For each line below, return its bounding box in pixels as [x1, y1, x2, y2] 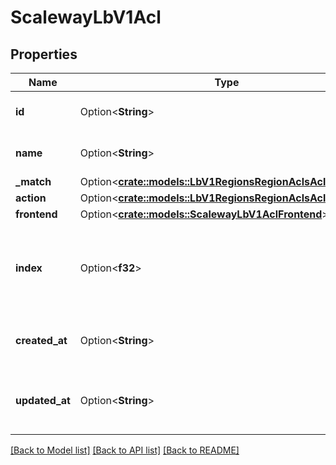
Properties [10, 46, 78, 63]
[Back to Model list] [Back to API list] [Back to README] [10, 444, 240, 456]
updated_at [15, 394, 71, 407]
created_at [15, 334, 68, 347]
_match [15, 175, 52, 188]
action [15, 191, 47, 205]
